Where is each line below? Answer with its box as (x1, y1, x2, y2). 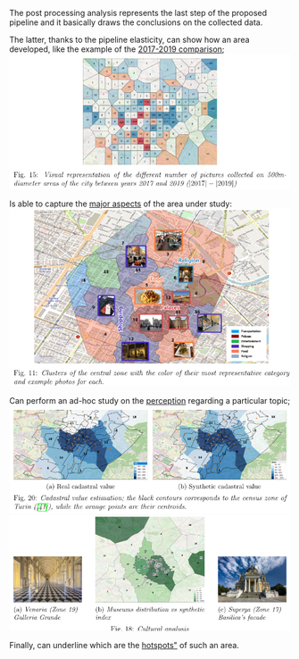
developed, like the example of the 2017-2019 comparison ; (9, 44, 225, 54)
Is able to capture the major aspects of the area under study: (9, 198, 232, 209)
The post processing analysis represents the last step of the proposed (9, 8, 268, 18)
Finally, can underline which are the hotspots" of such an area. (9, 640, 239, 651)
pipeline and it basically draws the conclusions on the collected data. (9, 17, 263, 28)
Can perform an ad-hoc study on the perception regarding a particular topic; (9, 395, 291, 405)
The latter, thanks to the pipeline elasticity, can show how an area (9, 35, 250, 45)
